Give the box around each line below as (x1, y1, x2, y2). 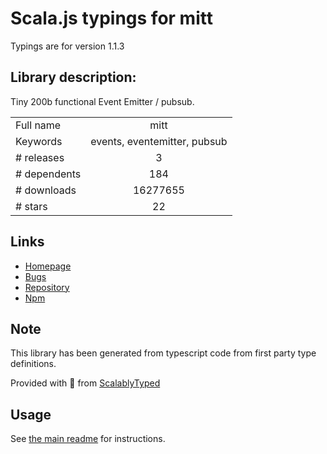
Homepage (24, 260, 72, 272)
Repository (24, 281, 70, 293)
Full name (15, 118, 62, 132)
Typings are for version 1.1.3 (10, 40, 125, 52)
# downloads (15, 183, 77, 197)
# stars (15, 199, 48, 213)
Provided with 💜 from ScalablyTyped (10, 377, 161, 389)
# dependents (15, 167, 82, 181)
